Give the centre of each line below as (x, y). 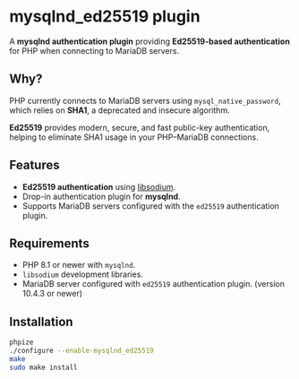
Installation (41, 321)
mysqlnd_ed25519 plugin (105, 17)
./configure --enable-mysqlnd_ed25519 (81, 351)
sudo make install (43, 367)
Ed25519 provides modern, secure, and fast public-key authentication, (140, 127)
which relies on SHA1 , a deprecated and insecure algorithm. (120, 110)
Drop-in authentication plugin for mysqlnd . (101, 196)
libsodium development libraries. (82, 274)
